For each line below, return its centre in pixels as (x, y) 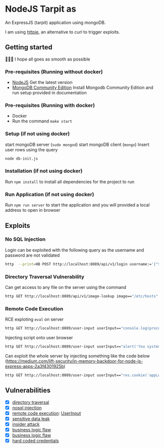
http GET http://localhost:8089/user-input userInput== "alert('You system (83, 347)
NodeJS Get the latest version (42, 82)
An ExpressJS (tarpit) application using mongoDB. (55, 22)
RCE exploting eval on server (34, 319)
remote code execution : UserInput (47, 413)
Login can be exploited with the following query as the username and (75, 250)
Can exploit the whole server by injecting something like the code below (77, 356)
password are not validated (32, 255)
